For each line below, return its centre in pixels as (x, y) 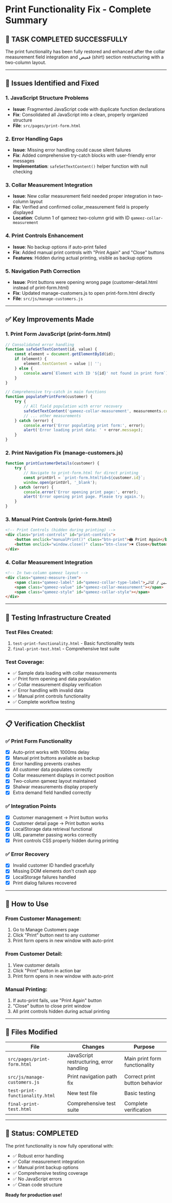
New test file (82, 1093)
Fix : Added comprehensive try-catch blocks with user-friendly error (84, 155)
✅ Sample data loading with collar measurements (64, 673)
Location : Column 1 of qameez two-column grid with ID (71, 218)
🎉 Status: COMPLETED (42, 1134)
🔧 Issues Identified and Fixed (52, 83)
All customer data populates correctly (52, 769)
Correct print (139, 1076)
